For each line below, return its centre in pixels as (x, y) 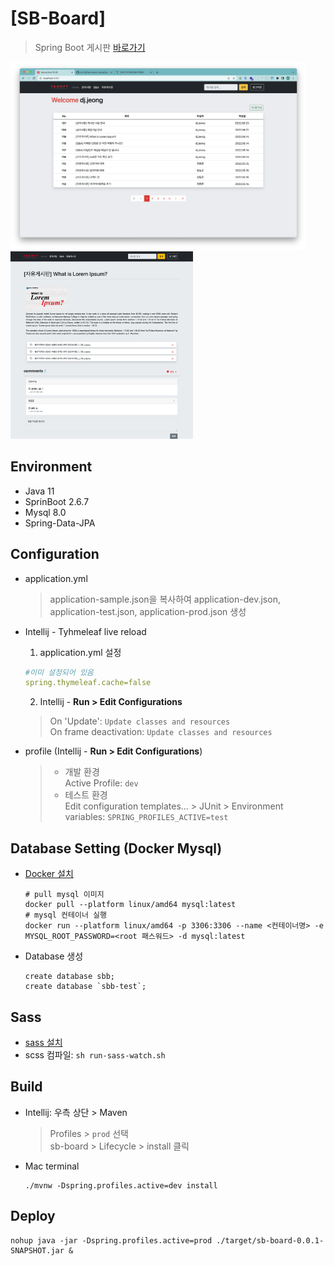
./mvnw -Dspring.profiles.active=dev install (121, 1185)
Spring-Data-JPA (60, 523)
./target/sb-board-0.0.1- (270, 1240)
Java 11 (39, 491)
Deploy (33, 1216)
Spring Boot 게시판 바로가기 (90, 47)
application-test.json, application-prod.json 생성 (148, 611)
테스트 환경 (86, 795)
